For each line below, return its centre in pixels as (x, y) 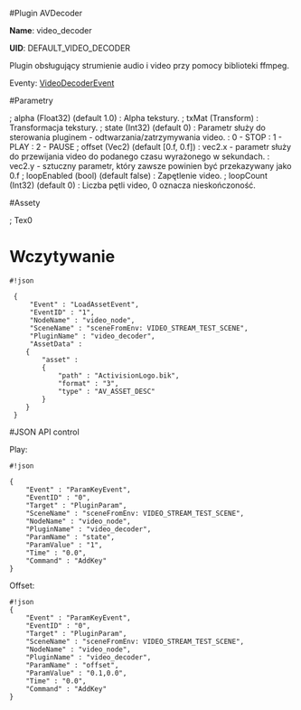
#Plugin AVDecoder (46, 13)
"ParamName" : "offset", (72, 665)
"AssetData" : (56, 344)
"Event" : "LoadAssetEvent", (85, 304)
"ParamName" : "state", (71, 537)
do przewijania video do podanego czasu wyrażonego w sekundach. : (140, 156)
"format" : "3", (88, 383)
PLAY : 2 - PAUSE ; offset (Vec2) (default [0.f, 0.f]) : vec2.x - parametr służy (150, 147)
